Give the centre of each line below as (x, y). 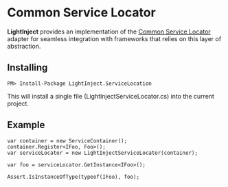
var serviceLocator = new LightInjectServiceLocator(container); (102, 153)
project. (18, 103)
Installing (27, 67)
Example (26, 125)
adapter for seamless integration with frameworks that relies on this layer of (114, 38)
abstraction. (24, 46)
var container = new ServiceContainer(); (67, 141)
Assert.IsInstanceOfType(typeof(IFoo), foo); (73, 177)
